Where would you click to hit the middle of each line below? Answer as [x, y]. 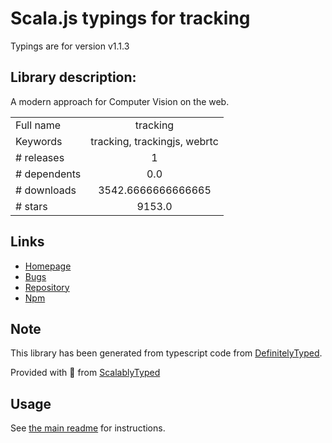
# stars [31, 206]
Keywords [39, 141]
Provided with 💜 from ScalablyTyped [85, 373]
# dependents [48, 174]
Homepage [48, 266]
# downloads [46, 190]
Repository [47, 287]
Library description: [73, 77]
